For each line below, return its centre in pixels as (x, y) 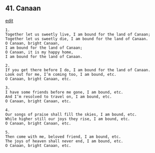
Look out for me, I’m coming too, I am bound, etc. (61, 74)
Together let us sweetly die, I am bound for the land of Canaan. (77, 39)
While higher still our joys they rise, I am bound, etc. (68, 119)
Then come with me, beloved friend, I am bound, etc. (63, 137)
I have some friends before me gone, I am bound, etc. (64, 92)
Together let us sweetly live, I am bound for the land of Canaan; (78, 34)
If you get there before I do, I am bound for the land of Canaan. (78, 70)
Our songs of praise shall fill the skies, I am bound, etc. (71, 114)
